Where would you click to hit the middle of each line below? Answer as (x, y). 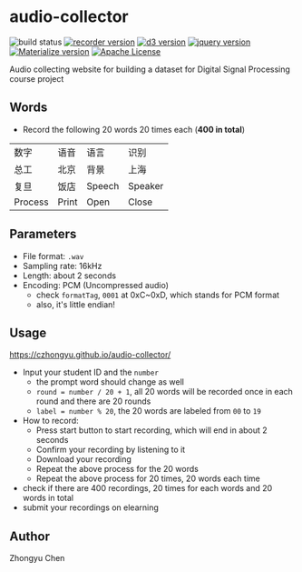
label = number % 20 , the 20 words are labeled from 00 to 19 (148, 411)
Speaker (146, 186)
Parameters (43, 234)
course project (37, 78)
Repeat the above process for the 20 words (117, 469)
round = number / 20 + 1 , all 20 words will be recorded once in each (164, 392)
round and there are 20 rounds (93, 401)
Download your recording (83, 459)
